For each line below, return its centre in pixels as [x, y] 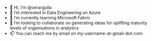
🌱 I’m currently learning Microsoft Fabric [50, 18]
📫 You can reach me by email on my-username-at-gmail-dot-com [76, 33]
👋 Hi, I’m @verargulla [31, 7]
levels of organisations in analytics [44, 28]
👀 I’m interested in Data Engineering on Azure [55, 13]
